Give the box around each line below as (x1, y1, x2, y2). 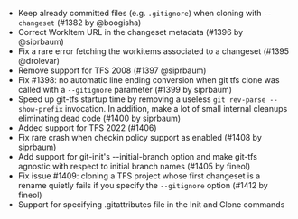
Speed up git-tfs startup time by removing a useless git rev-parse (17, 94, 266, 105)
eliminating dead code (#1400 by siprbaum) (17, 113, 182, 123)
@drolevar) (17, 56, 61, 66)
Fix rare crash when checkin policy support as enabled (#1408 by (17, 132, 262, 142)
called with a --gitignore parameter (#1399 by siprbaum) (17, 85, 233, 95)
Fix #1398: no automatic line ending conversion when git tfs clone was (17, 75, 280, 85)
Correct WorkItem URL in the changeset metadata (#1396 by (17, 27, 244, 37)
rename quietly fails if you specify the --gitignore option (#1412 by (17, 180, 268, 190)
